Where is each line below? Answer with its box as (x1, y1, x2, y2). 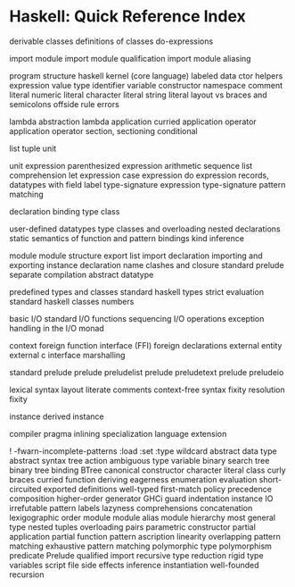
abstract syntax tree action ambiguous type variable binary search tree (9, 455, 270, 465)
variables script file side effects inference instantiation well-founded (9, 559, 260, 570)
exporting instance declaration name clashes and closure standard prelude (9, 259, 284, 270)
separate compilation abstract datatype (9, 269, 154, 280)
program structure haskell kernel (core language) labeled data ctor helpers (9, 70, 283, 81)
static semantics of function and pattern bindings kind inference (9, 232, 245, 243)
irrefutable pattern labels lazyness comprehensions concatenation (9, 502, 253, 513)
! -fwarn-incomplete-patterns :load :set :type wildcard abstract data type (9, 445, 278, 457)
